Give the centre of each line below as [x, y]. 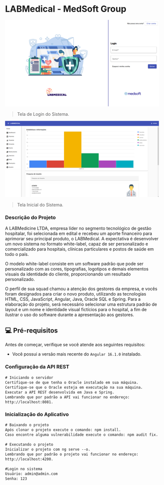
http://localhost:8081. [29, 402]
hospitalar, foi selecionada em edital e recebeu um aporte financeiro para [79, 233]
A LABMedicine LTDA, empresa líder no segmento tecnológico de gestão [78, 228]
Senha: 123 [16, 479]
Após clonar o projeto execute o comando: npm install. [63, 430]
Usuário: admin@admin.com [31, 474]
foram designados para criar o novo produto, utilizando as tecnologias [76, 294]
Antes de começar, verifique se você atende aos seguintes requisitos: [75, 345]
